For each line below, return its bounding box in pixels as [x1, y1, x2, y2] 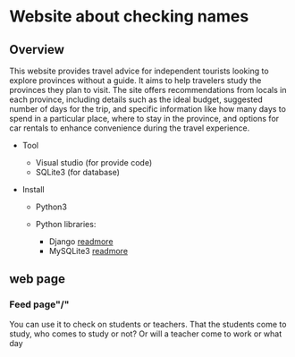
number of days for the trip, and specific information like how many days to [9, 104, 286, 114]
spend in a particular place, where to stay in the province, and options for [9, 114, 280, 123]
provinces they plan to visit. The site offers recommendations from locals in [9, 85, 287, 95]
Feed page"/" [9, 298, 70, 310]
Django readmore [48, 236, 114, 247]
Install [21, 184, 45, 194]
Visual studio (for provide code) [35, 157, 153, 167]
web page [9, 271, 65, 287]
